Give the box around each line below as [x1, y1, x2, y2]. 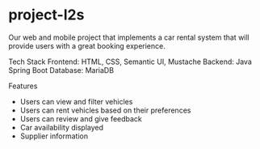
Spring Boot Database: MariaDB [8, 65, 115, 74]
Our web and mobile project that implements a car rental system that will [8, 32, 250, 42]
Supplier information [19, 131, 89, 141]
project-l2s [8, 6, 85, 24]
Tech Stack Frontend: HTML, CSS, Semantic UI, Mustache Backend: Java [8, 57, 253, 66]
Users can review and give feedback [19, 113, 143, 123]
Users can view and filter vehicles [19, 96, 133, 106]
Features [8, 81, 38, 91]
